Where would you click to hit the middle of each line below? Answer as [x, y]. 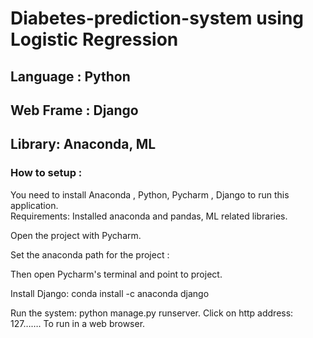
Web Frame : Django [74, 110]
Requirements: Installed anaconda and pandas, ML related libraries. [149, 216]
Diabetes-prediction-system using [157, 18]
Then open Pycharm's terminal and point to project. [116, 274]
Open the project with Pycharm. [76, 235]
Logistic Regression [94, 39]
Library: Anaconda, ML [83, 144]
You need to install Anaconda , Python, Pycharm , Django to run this [150, 194]
